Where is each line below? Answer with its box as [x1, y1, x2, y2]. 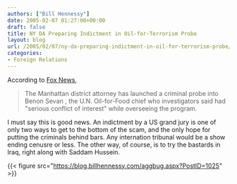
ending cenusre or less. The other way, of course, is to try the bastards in [7, 140, 221, 149]
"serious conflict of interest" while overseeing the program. [24, 104, 197, 113]
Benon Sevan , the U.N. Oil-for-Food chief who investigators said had [24, 97, 226, 105]
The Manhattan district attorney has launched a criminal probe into [24, 89, 219, 97]
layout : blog [7, 37, 46, 44]
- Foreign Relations [7, 56, 68, 63]
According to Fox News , [7, 75, 78, 84]
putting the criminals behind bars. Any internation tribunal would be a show [7, 133, 226, 141]
